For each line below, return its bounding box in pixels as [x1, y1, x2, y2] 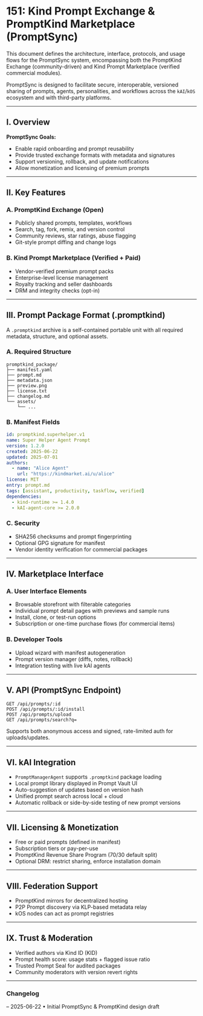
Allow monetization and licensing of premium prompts [14, 164, 150, 171]
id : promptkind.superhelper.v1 [6, 432, 85, 438]
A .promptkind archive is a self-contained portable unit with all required [6, 326, 183, 334]
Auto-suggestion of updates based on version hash [14, 786, 144, 794]
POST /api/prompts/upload [6, 711, 71, 718]
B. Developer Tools [6, 635, 63, 644]
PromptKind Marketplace [6, 17, 135, 31]
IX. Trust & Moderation [6, 933, 93, 943]
